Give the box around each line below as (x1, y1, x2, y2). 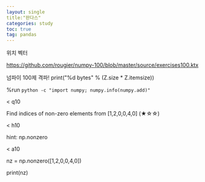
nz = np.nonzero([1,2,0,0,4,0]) (6, 157, 82, 165)
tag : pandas (6, 32, 37, 38)
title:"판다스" (6, 15, 42, 21)
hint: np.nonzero (6, 134, 48, 141)
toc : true (6, 26, 32, 32)
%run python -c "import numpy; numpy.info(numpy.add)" (6, 86, 151, 93)
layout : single (6, 9, 45, 15)
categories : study (6, 20, 53, 26)
